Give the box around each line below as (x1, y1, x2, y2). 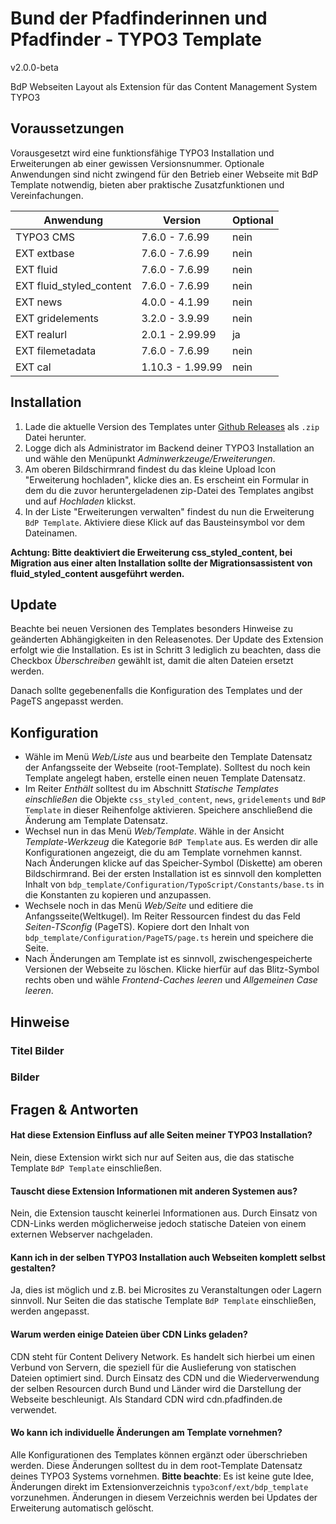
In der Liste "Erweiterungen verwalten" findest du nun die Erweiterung (24, 505, 315, 517)
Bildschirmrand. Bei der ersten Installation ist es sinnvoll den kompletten (24, 868, 322, 880)
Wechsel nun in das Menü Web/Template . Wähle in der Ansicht (24, 825, 285, 837)
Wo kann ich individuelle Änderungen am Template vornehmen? (10, 1427, 283, 1439)
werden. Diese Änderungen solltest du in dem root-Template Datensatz (10, 1459, 303, 1471)
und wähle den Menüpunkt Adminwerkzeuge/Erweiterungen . (24, 452, 276, 464)
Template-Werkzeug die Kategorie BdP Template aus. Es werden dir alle (24, 836, 318, 848)
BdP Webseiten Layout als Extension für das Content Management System (10, 80, 318, 92)
